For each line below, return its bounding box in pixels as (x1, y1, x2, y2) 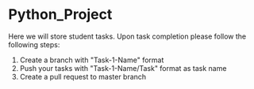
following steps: (8, 39, 60, 49)
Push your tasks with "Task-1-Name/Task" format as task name (19, 63, 227, 72)
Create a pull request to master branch (19, 72, 147, 81)
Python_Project (8, 6, 113, 24)
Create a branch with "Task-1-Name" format (19, 55, 164, 65)
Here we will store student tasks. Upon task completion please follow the (8, 32, 247, 41)
